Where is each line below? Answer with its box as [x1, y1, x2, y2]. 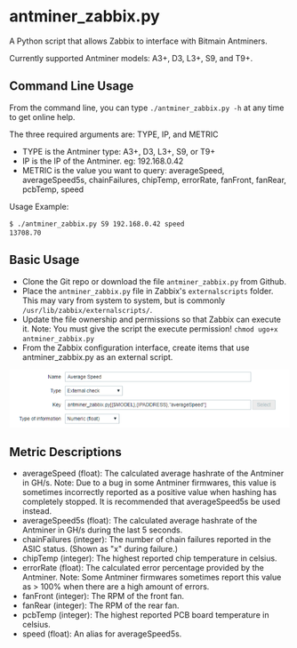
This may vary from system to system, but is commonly [21, 295, 226, 306]
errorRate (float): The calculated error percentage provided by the [21, 563, 264, 573]
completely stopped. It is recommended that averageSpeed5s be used [21, 496, 281, 508]
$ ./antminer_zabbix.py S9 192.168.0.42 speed [9, 220, 185, 228]
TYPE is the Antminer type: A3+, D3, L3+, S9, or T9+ [21, 146, 216, 156]
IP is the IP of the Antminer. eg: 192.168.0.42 [21, 156, 184, 166]
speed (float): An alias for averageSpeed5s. [21, 628, 182, 639]
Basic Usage [9, 252, 80, 268]
